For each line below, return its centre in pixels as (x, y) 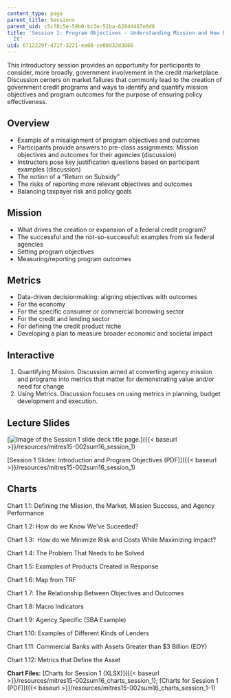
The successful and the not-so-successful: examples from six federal (115, 237)
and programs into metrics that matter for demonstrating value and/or (115, 379)
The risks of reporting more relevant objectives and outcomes (104, 184)
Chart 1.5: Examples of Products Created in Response (83, 566)
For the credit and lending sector (63, 319)
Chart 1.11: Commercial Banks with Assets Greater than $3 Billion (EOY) (107, 646)
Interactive (31, 355)
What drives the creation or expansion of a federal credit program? (112, 229)
